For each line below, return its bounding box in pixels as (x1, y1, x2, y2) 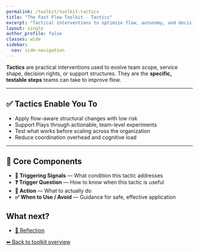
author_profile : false (6, 31, 62, 37)
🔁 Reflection (14, 227, 45, 234)
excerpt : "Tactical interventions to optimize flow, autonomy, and (6, 20, 176, 26)
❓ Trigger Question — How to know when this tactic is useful (14, 179, 165, 186)
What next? (6, 211, 50, 221)
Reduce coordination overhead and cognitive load (14, 134, 137, 141)
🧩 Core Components (6, 156, 82, 166)
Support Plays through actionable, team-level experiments (14, 121, 157, 128)
